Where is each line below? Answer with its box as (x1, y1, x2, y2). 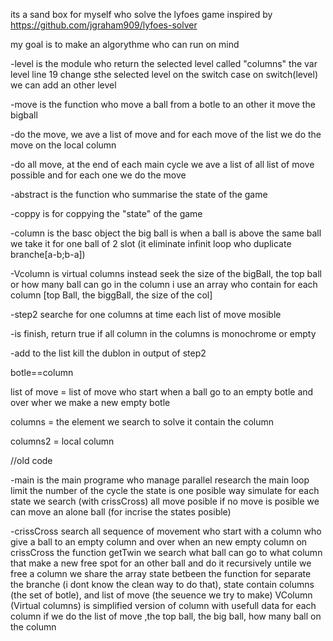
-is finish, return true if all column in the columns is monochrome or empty (10, 328, 317, 339)
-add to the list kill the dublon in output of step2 (10, 347, 207, 359)
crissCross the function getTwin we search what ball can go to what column (10, 547, 323, 558)
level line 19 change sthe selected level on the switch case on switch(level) (10, 69, 318, 80)
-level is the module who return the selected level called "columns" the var (10, 58, 318, 69)
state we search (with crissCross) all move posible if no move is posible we (10, 495, 320, 507)
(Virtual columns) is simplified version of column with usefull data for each (10, 600, 317, 611)
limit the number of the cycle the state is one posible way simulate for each (10, 485, 320, 496)
